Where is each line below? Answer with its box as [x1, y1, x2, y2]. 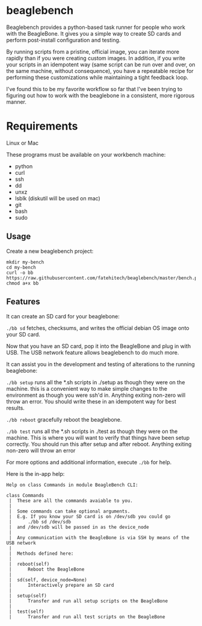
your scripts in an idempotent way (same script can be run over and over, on [6, 61, 195, 68]
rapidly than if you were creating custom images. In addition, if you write [6, 54, 185, 62]
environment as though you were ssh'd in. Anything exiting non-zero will [6, 391, 186, 399]
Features [6, 297, 40, 307]
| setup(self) [8, 592, 47, 599]
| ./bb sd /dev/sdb [8, 519, 71, 525]
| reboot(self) [8, 561, 50, 567]
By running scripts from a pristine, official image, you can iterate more [6, 48, 179, 55]
